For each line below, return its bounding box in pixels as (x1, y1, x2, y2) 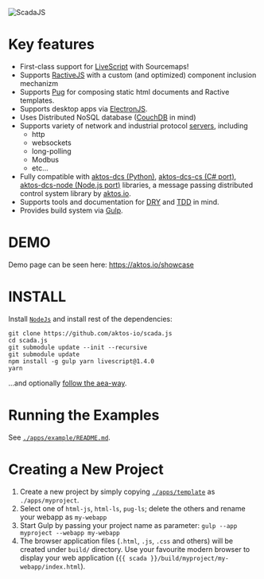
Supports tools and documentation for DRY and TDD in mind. (19, 197, 220, 206)
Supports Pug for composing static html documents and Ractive (19, 87, 230, 96)
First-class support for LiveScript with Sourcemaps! (19, 61, 189, 71)
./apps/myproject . (19, 495, 80, 505)
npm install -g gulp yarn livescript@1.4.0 (8, 357, 155, 366)
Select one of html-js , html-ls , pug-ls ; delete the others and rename (19, 503, 246, 513)
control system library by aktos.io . (19, 188, 131, 198)
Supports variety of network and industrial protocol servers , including (19, 120, 248, 131)
